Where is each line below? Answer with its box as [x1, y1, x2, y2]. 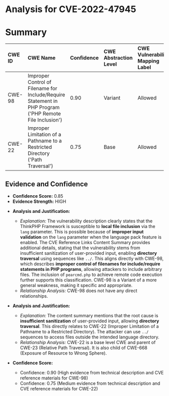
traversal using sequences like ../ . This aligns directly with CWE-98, [20, 255, 164, 261]
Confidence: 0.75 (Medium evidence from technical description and [20, 380, 160, 386]
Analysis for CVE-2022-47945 [5, 4, 137, 15]
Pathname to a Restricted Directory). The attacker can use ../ [20, 328, 149, 334]
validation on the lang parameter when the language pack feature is [20, 234, 162, 240]
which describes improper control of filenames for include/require [20, 261, 160, 267]
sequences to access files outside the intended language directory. [20, 334, 159, 340]
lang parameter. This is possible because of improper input [20, 229, 144, 235]
